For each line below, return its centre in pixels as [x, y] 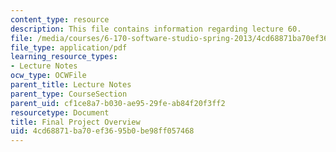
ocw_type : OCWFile [48, 76]
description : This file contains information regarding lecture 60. [156, 29]
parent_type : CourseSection [69, 94]
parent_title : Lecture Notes [71, 85]
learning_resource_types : [64, 57]
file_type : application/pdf [69, 47]
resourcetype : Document [60, 112]
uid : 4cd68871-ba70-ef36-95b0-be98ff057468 [102, 131]
